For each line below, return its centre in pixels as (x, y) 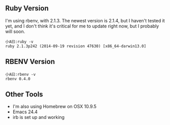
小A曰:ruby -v (20, 42)
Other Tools (24, 94)
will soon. (15, 31)
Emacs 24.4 (25, 112)
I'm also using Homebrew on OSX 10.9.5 (55, 107)
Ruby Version (27, 8)
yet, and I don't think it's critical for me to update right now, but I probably (82, 26)
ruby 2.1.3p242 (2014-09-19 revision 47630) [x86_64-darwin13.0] (76, 46)
